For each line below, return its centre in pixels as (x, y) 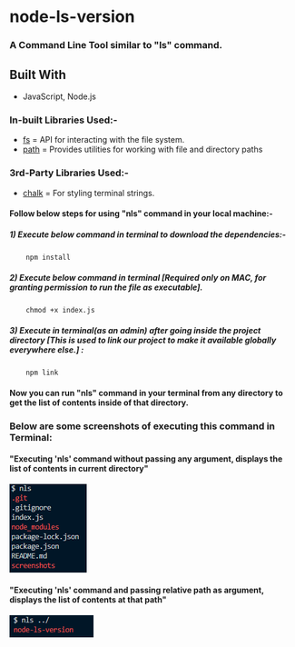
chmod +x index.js (60, 311)
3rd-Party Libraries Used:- (69, 173)
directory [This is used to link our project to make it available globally (143, 340)
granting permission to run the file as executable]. (106, 287)
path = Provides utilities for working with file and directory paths (143, 149)
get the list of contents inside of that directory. (99, 403)
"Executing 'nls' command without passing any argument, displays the (146, 459)
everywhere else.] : (47, 349)
